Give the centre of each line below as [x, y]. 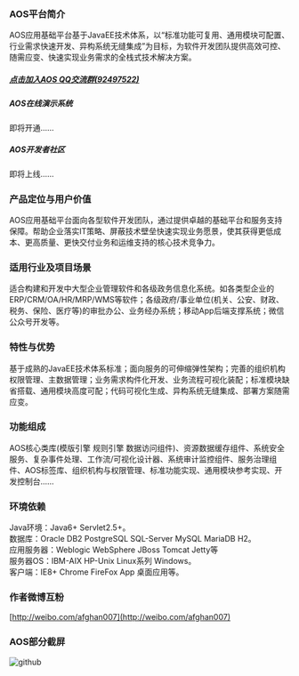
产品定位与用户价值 [50, 199]
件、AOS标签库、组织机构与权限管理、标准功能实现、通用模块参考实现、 [142, 470]
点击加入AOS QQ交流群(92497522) [74, 79]
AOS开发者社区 [37, 149]
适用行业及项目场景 [50, 267]
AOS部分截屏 [37, 642]
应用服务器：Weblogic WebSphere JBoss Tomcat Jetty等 [114, 550]
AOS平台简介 [37, 13]
